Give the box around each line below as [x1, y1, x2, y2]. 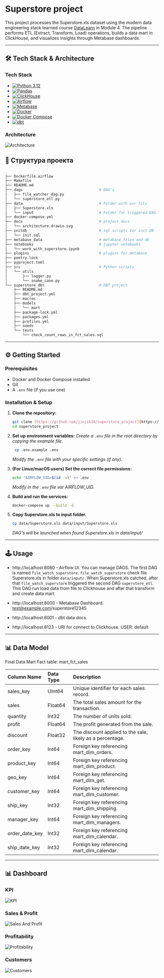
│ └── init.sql [5, 233, 41, 238]
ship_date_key [7, 844, 41, 851]
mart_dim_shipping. [73, 805, 118, 812]
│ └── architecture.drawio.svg [5, 224, 73, 229]
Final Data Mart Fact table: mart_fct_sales [5, 659, 88, 665]
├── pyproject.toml [5, 260, 45, 265]
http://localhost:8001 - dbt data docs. [12, 615, 88, 621]
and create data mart [12, 591, 55, 596]
